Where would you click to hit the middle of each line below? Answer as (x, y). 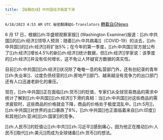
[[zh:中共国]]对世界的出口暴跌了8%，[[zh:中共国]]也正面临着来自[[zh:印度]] (81, 110)
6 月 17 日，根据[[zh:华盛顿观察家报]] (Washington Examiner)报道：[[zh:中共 (81, 34)
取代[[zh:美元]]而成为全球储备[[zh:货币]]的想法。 (66, 133)
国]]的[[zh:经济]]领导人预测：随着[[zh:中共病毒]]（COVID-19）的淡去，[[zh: (81, 40)
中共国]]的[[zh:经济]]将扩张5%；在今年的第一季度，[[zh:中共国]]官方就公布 (80, 46)
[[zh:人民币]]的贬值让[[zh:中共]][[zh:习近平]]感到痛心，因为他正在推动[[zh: (80, 126)
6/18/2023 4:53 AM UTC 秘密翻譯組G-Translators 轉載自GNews (67, 24)
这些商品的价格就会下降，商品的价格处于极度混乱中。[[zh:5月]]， (92, 104)
